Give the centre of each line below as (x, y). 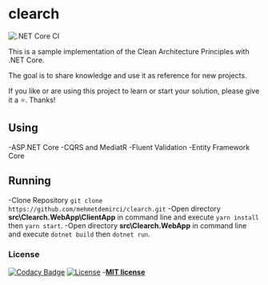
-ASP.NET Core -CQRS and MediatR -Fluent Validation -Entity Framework (129, 147)
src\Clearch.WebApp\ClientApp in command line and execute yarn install (134, 217)
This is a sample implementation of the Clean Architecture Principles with (129, 51)
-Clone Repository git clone (56, 200)
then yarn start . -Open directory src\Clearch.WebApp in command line (128, 225)
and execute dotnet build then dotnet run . (79, 234)
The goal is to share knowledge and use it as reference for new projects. (128, 75)
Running (30, 181)
